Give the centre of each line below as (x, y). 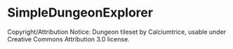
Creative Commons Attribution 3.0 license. (68, 39)
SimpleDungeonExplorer (80, 13)
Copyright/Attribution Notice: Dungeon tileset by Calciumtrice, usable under (117, 32)
